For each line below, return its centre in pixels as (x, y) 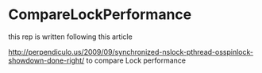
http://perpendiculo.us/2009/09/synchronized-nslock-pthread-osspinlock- (131, 52)
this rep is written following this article (70, 36)
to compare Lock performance (136, 60)
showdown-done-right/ (46, 60)
